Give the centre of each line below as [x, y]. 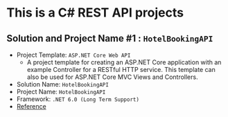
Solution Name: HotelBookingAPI [62, 84]
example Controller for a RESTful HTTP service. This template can [121, 70]
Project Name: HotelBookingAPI [61, 92]
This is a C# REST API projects [95, 13]
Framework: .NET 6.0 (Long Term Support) [78, 99]
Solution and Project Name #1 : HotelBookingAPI [110, 38]
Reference [31, 106]
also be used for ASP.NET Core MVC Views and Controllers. [112, 77]
